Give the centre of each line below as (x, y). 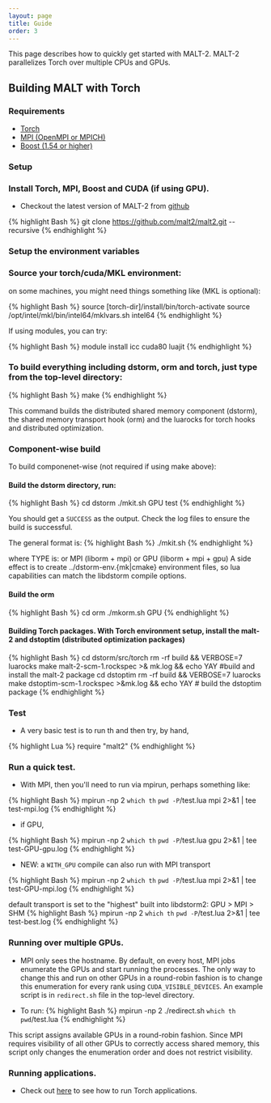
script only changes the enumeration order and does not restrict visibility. (131, 1052)
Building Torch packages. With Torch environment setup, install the (124, 631)
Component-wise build (55, 448)
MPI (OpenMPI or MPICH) (63, 138)
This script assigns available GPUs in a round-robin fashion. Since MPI (126, 1035)
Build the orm (32, 594)
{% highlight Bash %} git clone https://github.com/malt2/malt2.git (118, 222)
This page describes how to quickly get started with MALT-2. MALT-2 (124, 54)
